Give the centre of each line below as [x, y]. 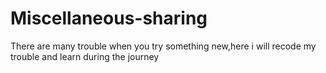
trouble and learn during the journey [85, 56]
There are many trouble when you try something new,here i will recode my [163, 46]
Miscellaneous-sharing [109, 18]
